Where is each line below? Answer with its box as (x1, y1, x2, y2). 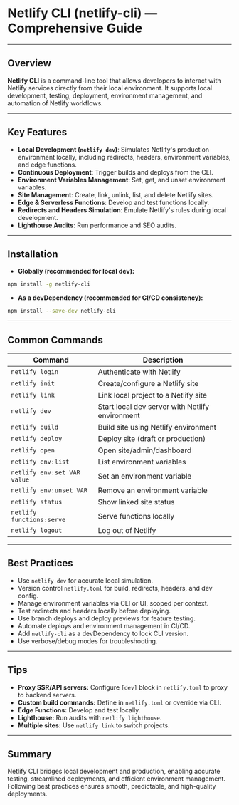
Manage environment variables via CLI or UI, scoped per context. (17, 598, 209, 607)
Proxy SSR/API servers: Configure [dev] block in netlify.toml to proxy (17, 682, 228, 692)
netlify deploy (11, 435, 63, 442)
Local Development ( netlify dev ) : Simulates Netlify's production (17, 145, 210, 154)
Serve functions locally (97, 511, 175, 521)
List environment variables (97, 457, 186, 467)
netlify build (11, 422, 59, 431)
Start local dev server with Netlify (97, 401, 210, 411)
